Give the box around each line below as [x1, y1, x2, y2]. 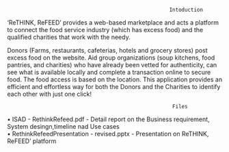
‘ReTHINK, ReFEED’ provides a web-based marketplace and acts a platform [7, 18, 219, 27]
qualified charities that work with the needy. [7, 33, 131, 41]
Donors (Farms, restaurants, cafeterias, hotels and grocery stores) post [7, 47, 208, 54]
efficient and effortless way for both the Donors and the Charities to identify [7, 83, 221, 90]
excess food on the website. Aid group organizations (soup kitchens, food [7, 53, 215, 62]
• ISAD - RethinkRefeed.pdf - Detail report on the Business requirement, [7, 115, 210, 123]
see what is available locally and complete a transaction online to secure [7, 68, 211, 76]
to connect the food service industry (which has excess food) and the [7, 26, 204, 34]
